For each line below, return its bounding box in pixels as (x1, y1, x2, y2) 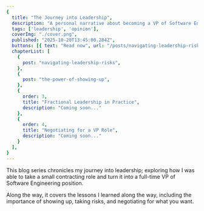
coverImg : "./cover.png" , (12, 32, 78, 38)
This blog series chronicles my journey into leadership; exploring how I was (6, 166, 195, 173)
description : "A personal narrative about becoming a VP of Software (12, 20, 191, 26)
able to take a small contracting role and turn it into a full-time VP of (6, 173, 176, 180)
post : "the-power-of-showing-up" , (22, 76, 110, 82)
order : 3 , (22, 93, 47, 99)
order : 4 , (22, 122, 47, 128)
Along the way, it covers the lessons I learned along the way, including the (6, 191, 192, 198)
